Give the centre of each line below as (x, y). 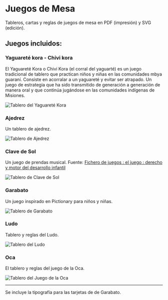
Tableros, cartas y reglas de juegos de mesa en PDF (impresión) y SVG (78, 22)
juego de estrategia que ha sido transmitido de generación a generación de (83, 84)
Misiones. (15, 95)
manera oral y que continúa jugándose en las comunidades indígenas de (80, 90)
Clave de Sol (20, 151)
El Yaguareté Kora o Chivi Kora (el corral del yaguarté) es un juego (73, 68)
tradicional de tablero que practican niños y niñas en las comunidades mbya (84, 74)
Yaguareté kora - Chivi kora (39, 58)
